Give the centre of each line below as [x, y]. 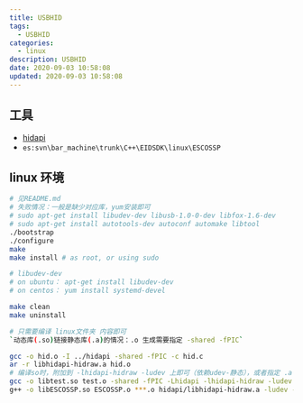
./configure [32, 241]
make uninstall [38, 315]
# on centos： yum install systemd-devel [87, 291]
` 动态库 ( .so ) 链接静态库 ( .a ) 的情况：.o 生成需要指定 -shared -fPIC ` [126, 340]
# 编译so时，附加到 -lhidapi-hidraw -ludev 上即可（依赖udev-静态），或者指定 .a [151, 373]
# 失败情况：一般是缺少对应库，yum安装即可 [80, 207]
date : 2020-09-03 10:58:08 [60, 69]
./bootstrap [32, 232]
